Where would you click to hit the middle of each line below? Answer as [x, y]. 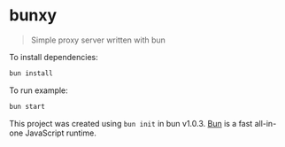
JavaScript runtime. [61, 133]
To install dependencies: [54, 57]
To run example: [39, 90]
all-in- [266, 123]
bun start [27, 106]
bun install [31, 73]
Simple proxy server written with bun [98, 40]
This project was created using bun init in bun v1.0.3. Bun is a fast [131, 123]
